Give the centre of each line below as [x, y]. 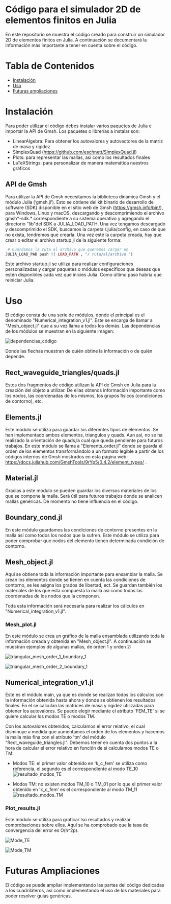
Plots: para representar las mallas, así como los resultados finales [81, 157]
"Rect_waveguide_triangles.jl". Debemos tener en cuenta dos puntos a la [81, 743]
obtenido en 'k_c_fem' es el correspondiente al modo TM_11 [75, 790]
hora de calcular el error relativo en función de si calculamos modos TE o [82, 748]
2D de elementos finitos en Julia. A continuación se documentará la [76, 40]
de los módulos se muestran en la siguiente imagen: [60, 331]
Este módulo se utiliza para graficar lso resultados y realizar [68, 819]
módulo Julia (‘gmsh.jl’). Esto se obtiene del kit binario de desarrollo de [80, 202]
